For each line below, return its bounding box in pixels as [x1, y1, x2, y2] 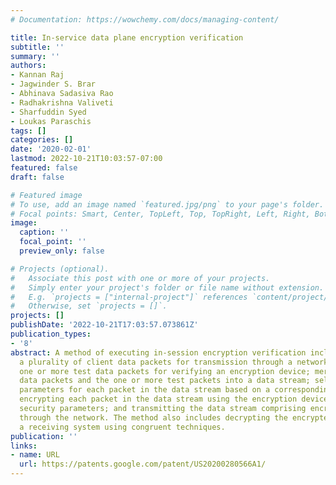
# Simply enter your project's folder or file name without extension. [10, 282, 325, 293]
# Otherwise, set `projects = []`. [10, 301, 168, 311]
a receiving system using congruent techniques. [19, 422, 226, 432]
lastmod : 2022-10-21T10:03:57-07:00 [10, 154, 163, 164]
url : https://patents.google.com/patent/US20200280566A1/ [19, 459, 267, 470]
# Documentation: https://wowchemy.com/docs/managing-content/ [10, 14, 280, 25]
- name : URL [10, 450, 60, 460]
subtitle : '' [10, 42, 65, 52]
